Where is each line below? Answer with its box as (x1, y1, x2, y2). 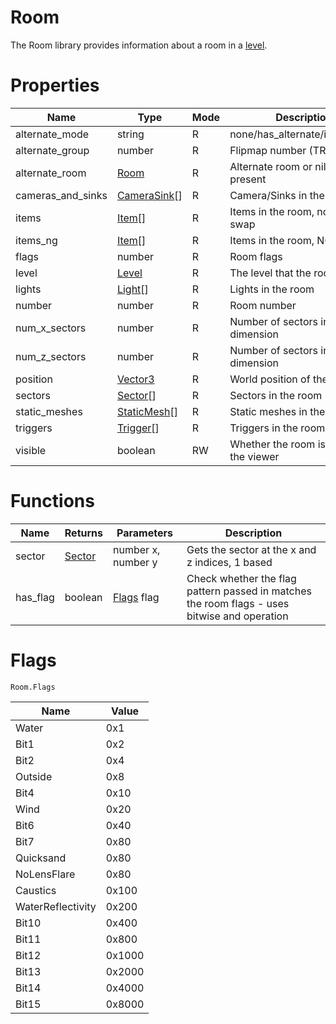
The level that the (229, 266, 312, 280)
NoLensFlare (15, 867, 76, 881)
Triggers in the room (229, 421, 326, 435)
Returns (64, 526, 103, 540)
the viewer (229, 449, 280, 463)
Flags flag (113, 590, 160, 604)
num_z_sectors (15, 349, 87, 363)
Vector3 (116, 372, 155, 386)
